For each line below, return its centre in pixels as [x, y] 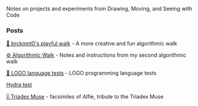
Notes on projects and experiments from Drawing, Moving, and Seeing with [99, 9]
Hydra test [19, 85]
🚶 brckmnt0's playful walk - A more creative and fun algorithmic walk [92, 44]
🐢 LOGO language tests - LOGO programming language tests [82, 73]
